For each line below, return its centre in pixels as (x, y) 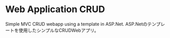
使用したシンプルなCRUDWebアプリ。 (59, 30)
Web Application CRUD (55, 9)
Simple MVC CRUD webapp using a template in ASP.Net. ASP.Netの (76, 24)
